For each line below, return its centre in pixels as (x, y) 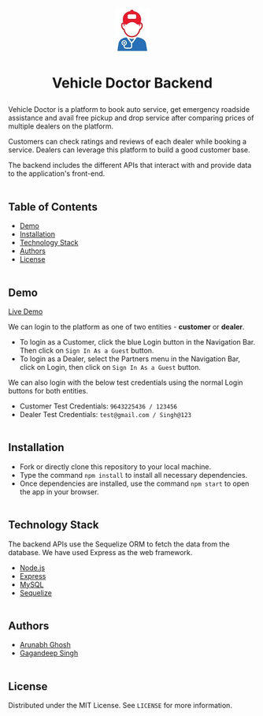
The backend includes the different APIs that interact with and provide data (130, 166)
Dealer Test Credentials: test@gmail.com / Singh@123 (105, 414)
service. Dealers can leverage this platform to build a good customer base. (129, 150)
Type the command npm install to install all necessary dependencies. (133, 475)
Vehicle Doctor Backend (132, 83)
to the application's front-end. (57, 173)
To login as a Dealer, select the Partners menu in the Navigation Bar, (130, 359)
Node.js (32, 568)
